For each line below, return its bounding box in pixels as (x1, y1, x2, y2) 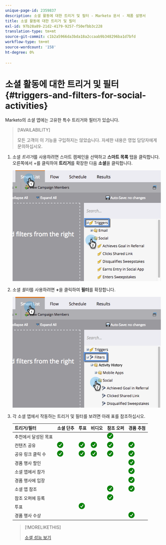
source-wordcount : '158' (5, 45, 56, 50)
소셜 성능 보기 (24, 535, 51, 541)
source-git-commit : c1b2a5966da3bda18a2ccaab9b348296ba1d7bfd (5, 34, 136, 39)
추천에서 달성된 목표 (14, 433, 53, 439)
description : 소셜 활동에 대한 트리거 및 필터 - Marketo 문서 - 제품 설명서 (5, 13, 146, 18)
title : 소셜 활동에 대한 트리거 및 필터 (5, 18, 76, 23)
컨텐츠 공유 (14, 442, 36, 449)
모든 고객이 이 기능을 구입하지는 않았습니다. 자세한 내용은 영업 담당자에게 (17, 137, 157, 143)
